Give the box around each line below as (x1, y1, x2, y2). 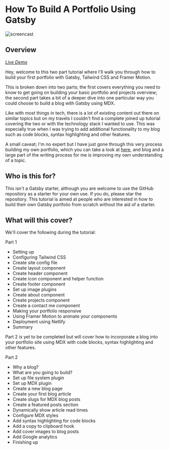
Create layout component (12, 265, 66, 271)
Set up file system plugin (12, 375, 65, 381)
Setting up (12, 249, 34, 255)
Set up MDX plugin (12, 380, 52, 386)
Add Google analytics (12, 434, 58, 440)
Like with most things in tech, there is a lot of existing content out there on (5, 110, 159, 116)
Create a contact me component (12, 303, 80, 309)
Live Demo (5, 59, 28, 65)
